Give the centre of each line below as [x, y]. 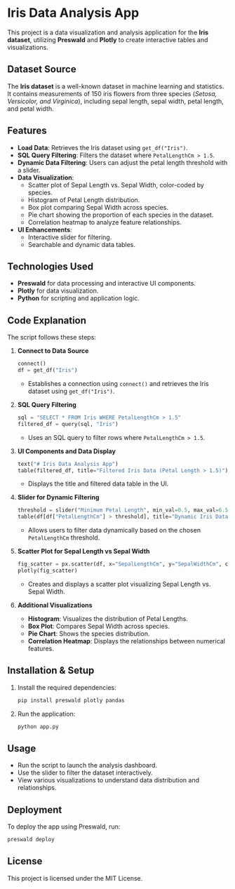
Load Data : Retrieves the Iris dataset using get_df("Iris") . [102, 147]
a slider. [29, 170]
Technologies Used [50, 266]
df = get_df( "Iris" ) [47, 370]
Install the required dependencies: [67, 687]
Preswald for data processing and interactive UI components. [107, 283]
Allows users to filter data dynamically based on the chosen [114, 530]
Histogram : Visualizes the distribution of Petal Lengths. [108, 618]
